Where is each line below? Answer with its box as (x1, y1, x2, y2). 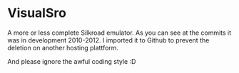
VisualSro (7, 5, 66, 21)
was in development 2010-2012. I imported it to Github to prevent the (7, 35, 210, 44)
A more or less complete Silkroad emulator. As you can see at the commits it (7, 28, 232, 37)
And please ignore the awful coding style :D (7, 57, 136, 65)
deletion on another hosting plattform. (7, 43, 119, 52)
